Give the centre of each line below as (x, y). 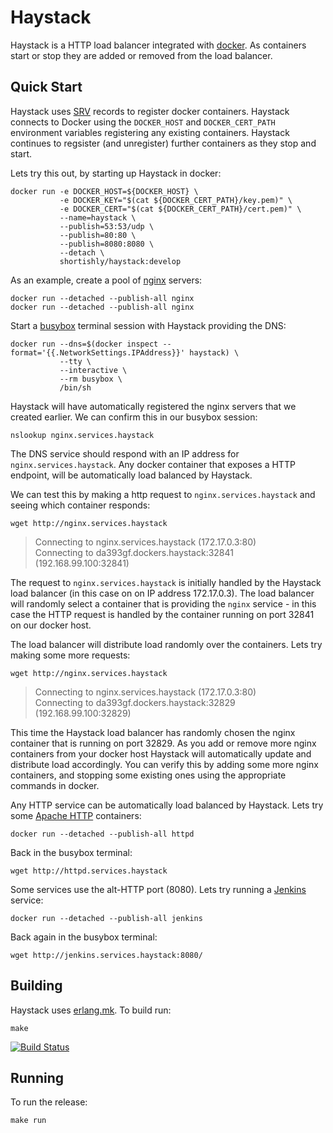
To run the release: (49, 1102)
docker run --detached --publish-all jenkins (106, 918)
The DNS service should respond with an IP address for (125, 453)
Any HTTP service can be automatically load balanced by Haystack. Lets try (167, 805)
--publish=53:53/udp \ (107, 226)
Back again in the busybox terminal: (84, 937)
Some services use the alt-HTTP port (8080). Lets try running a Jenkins (158, 889)
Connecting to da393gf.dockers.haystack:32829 (135, 702)
